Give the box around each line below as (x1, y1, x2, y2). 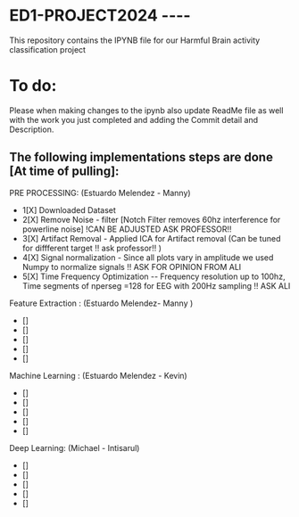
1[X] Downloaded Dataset (21, 204, 116, 215)
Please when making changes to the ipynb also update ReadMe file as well (9, 104, 284, 116)
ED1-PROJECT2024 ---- (9, 5, 191, 26)
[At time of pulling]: (9, 164, 120, 179)
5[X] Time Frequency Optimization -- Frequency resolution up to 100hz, (21, 271, 286, 282)
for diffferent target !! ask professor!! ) (21, 242, 162, 253)
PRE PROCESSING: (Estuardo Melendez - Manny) (9, 187, 191, 198)
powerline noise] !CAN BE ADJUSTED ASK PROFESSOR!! (21, 224, 232, 234)
